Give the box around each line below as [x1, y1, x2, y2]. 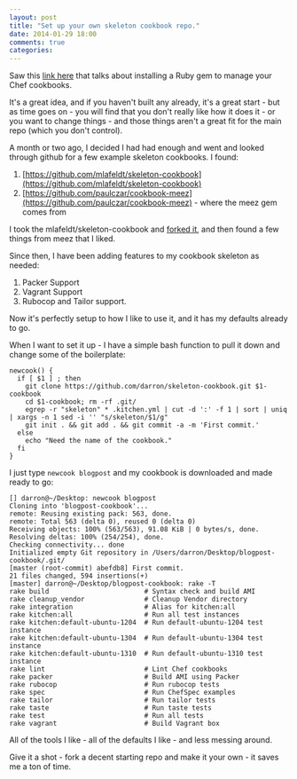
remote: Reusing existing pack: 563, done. [9, 509, 173, 519]
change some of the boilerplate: [9, 350, 126, 360]
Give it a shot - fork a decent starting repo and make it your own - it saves [9, 751, 279, 763]
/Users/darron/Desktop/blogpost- [152, 548, 276, 557]
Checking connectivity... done [9, 540, 125, 550]
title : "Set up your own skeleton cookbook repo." [9, 21, 200, 30]
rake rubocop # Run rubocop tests [9, 681, 220, 689]
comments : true [9, 37, 66, 47]
